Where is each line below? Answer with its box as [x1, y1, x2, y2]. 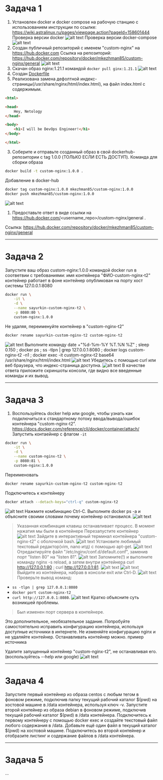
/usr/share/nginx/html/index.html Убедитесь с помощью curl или [5, 357, 156, 363]
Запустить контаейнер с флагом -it [12, 431, 87, 437]
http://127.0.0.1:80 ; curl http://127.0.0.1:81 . [16, 564, 100, 570]
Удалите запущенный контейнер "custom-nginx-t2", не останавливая [5, 648, 148, 654]
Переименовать [5, 472, 39, 477]
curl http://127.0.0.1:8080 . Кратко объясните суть [12, 594, 139, 600]
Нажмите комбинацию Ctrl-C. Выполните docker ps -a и [24, 508, 141, 514]
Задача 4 [5, 675, 44, 686]
